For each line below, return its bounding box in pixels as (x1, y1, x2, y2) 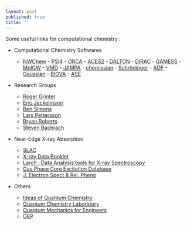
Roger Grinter (22, 93, 56, 100)
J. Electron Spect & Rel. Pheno (22, 172, 96, 179)
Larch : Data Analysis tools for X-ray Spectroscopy (22, 159, 145, 167)
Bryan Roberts (22, 118, 58, 125)
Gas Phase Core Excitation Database (22, 165, 112, 172)
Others (13, 183, 31, 190)
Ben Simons (22, 106, 52, 113)
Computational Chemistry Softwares (13, 47, 102, 54)
